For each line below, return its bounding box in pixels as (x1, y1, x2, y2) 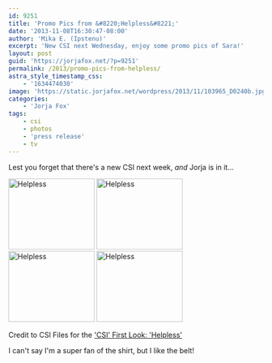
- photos (23, 125, 53, 133)
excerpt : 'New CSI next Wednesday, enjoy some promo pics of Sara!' (8, 42, 244, 50)
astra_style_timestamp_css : (8, 72, 104, 80)
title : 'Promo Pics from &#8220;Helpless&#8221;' (8, 19, 180, 28)
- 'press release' (23, 132, 85, 140)
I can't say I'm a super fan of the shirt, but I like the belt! (8, 345, 194, 355)
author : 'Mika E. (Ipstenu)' (8, 34, 107, 43)
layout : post (8, 49, 53, 58)
